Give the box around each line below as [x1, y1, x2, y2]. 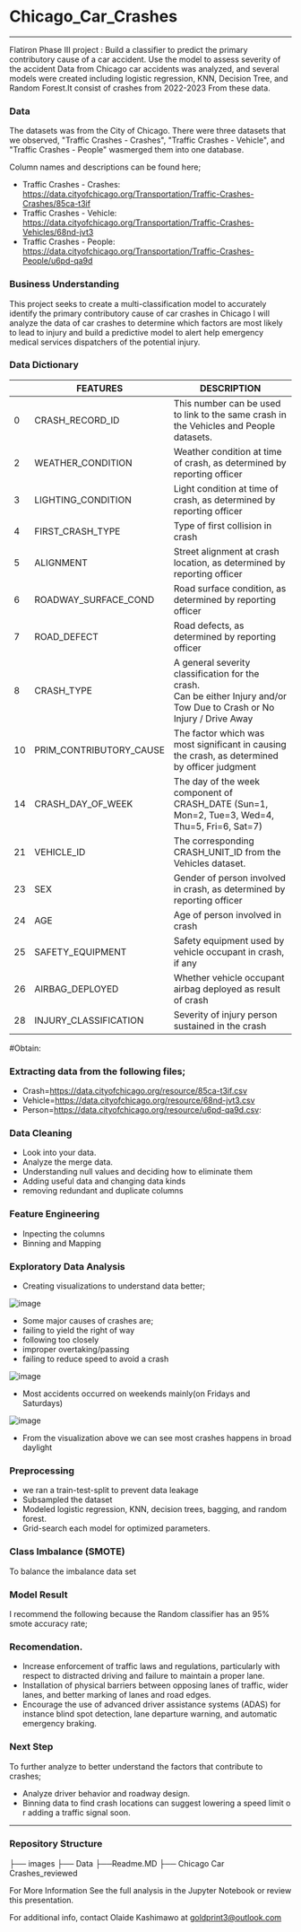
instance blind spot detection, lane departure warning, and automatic [21, 1709, 278, 1719]
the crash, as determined [173, 749, 279, 762]
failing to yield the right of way [21, 1325, 135, 1336]
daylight [21, 1442, 53, 1453]
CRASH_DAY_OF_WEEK [34, 797, 133, 809]
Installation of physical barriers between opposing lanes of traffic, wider [21, 1680, 288, 1691]
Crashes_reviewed [9, 1867, 78, 1878]
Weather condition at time [173, 445, 282, 458]
